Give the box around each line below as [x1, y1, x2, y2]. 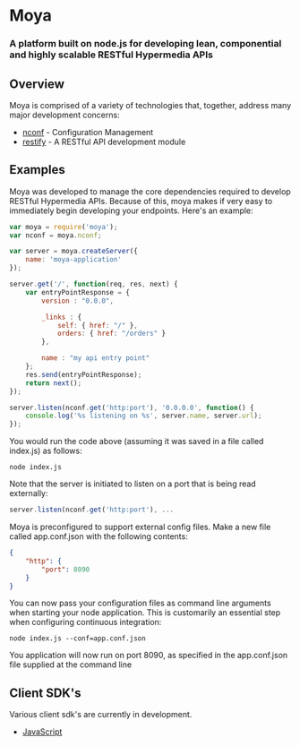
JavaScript [21, 726, 63, 737]
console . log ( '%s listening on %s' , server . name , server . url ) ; [25, 411, 262, 421]
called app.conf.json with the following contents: [9, 531, 188, 542]
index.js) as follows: [9, 445, 82, 457]
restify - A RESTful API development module [21, 136, 186, 147]
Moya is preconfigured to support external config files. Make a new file [9, 521, 271, 533]
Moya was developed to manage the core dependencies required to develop [9, 185, 291, 197]
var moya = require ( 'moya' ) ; [9, 222, 118, 231]
